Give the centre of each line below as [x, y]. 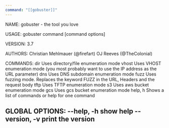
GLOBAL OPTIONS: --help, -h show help [69, 111]
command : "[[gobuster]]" [31, 10]
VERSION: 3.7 [19, 44]
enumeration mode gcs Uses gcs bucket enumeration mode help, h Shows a [85, 90]
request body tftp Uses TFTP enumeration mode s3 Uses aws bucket [77, 85]
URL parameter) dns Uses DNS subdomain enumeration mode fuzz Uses [81, 74]
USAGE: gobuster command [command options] [55, 34]
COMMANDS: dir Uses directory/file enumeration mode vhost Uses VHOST [83, 63]
